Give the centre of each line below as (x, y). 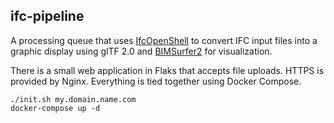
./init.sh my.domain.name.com (73, 99)
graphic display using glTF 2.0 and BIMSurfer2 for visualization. (141, 51)
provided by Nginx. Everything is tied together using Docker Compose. (156, 81)
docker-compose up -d (55, 108)
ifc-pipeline (47, 16)
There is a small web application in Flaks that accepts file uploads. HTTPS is (167, 70)
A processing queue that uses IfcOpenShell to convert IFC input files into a (164, 40)
